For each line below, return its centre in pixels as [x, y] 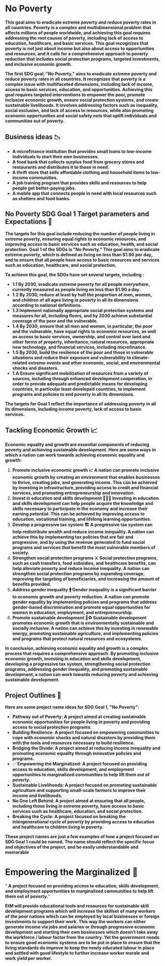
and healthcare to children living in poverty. [58, 827]
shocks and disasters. [35, 368]
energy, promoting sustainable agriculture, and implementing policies [85, 634]
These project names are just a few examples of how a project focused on [82, 837]
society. [21, 553]
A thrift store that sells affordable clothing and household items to [81, 172]
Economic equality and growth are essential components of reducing [77, 445]
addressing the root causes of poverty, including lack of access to [74, 38]
